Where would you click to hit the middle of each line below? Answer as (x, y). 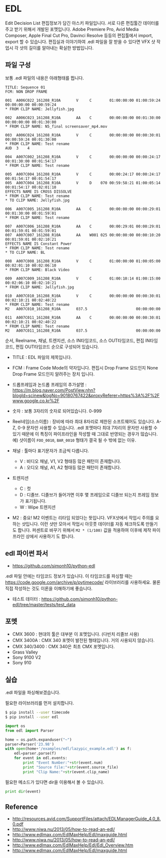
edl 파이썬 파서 (27, 553)
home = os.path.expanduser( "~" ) (38, 740)
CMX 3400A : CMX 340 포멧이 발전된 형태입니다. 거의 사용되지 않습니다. (83, 641)
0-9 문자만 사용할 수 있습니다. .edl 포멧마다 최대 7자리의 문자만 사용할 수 (87, 428)
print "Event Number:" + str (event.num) (63, 763)
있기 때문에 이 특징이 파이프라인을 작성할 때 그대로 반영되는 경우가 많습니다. (85, 434)
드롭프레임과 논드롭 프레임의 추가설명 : (49, 384)
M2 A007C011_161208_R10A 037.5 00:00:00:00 (83, 331)
